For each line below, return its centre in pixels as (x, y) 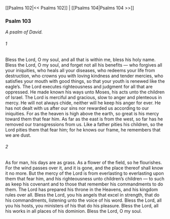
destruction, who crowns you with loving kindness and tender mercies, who (84, 76)
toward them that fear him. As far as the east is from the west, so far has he (84, 119)
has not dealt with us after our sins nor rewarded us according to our (77, 108)
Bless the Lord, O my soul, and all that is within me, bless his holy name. (80, 59)
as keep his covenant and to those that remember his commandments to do (84, 184)
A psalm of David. (24, 32)
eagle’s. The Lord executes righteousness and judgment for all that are (79, 86)
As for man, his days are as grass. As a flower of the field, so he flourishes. (84, 162)
